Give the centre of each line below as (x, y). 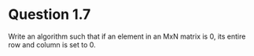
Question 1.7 (50, 15)
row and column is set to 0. (52, 44)
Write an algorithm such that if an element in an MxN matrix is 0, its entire (127, 36)
